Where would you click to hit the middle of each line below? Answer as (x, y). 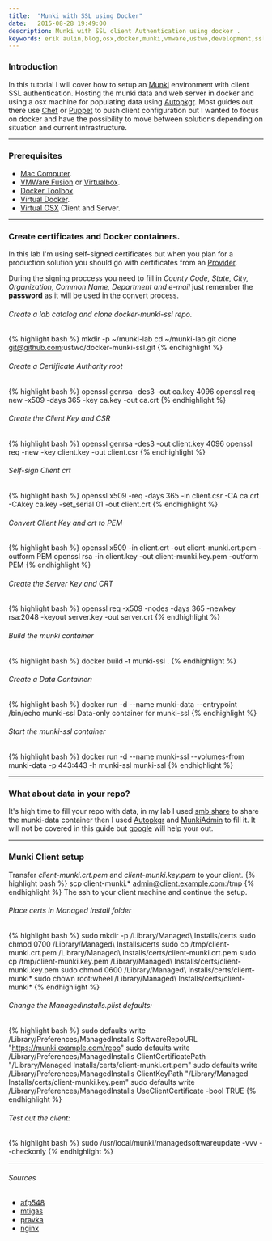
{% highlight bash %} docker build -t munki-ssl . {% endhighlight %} (123, 661)
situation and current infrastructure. (68, 127)
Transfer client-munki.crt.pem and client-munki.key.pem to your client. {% (132, 875)
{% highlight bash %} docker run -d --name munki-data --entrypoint (123, 704)
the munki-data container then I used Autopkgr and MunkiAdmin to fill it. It (132, 820)
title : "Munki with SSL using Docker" (76, 16)
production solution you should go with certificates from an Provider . (123, 263)
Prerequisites (35, 156)
